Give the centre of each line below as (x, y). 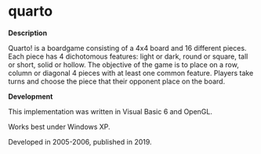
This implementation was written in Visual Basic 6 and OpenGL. (111, 111)
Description (28, 33)
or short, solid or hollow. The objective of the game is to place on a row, (123, 64)
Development (31, 96)
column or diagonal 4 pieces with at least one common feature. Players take (131, 73)
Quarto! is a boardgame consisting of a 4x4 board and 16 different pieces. (127, 48)
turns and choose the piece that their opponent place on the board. (117, 81)
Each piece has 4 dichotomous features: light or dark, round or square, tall (128, 56)
